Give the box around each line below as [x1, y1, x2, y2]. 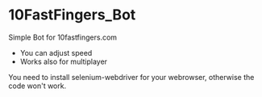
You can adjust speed [19, 48, 93, 57]
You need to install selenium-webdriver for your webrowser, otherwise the [8, 72, 255, 82]
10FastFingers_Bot [8, 6, 136, 24]
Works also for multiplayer [19, 57, 107, 66]
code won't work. [8, 81, 67, 91]
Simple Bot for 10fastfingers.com [8, 32, 118, 42]
